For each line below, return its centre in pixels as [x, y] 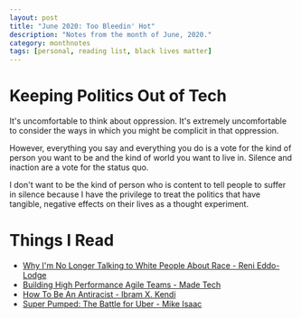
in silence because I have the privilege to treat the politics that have [135, 194]
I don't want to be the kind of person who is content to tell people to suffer [148, 185]
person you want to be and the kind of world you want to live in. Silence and [150, 158]
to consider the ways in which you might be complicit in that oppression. [144, 131]
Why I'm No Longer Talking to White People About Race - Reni [138, 266]
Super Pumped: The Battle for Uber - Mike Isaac [112, 304]
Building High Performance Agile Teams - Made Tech [122, 285]
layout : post [34, 18]
